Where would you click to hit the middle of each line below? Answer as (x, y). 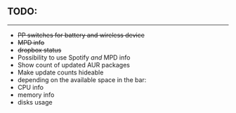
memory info (36, 95)
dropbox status (39, 50)
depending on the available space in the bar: (82, 79)
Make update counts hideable (60, 72)
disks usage (35, 102)
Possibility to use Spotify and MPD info (74, 57)
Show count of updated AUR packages (73, 65)
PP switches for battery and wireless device (81, 35)
